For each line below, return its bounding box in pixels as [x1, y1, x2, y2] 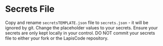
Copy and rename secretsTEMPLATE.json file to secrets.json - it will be [5, 20, 149, 25]
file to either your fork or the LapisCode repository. [5, 35, 109, 41]
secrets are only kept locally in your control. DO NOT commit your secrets [5, 30, 156, 36]
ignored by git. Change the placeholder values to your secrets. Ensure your [5, 24, 158, 30]
